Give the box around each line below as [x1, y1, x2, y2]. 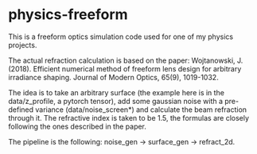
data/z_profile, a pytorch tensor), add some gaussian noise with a [8, 96, 224, 106]
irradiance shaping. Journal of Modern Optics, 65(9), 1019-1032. [8, 72, 219, 82]
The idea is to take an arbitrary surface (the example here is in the [8, 87, 225, 97]
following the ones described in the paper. [8, 121, 147, 131]
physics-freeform [8, 6, 129, 24]
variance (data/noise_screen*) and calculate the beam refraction [35, 105, 247, 114]
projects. [8, 40, 37, 49]
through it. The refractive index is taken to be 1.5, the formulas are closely [8, 113, 249, 122]
